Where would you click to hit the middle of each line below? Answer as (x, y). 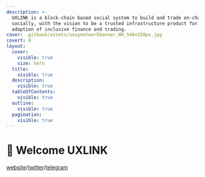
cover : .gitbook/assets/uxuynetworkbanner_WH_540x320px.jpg (85, 35)
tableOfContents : (34, 92)
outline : (23, 103)
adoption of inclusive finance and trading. (69, 29)
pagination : (27, 115)
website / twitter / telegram (37, 168)
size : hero (31, 63)
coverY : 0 (19, 40)
